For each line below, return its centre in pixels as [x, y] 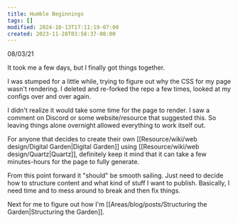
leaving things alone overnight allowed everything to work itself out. [107, 126]
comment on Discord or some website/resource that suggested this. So [112, 118]
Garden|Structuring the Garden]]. [56, 212]
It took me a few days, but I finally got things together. [86, 67]
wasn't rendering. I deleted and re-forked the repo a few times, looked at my [119, 89]
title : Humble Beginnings [45, 14]
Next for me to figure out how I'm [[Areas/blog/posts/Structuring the [107, 205]
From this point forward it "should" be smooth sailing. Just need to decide [115, 175]
